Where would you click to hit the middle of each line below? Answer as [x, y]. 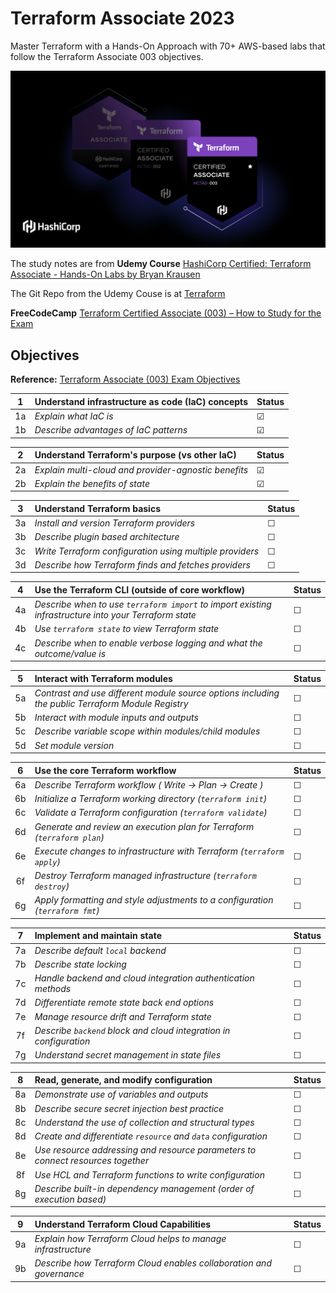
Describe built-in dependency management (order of [144, 1188]
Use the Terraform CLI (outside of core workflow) [140, 589]
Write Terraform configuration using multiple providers [147, 551]
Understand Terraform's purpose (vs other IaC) [135, 455]
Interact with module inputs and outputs [116, 717]
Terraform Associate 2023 [122, 18]
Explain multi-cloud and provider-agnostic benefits [141, 469]
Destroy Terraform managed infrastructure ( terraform [145, 875]
